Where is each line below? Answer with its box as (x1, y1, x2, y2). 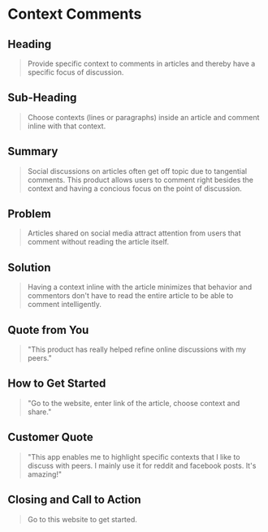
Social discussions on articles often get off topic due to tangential (27, 166, 248, 175)
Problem (7, 207, 52, 221)
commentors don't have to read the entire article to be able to (27, 291, 234, 301)
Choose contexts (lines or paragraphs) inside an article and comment (27, 112, 260, 122)
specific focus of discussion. (27, 67, 124, 77)
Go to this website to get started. (27, 514, 137, 524)
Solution (7, 261, 51, 275)
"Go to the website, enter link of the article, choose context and (27, 398, 240, 408)
